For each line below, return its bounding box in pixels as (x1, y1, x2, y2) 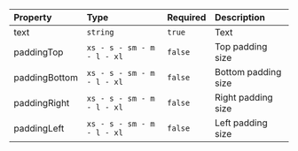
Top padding (214, 41, 268, 52)
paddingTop (13, 46, 64, 58)
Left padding (214, 117, 268, 129)
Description (214, 11, 266, 23)
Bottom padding (214, 66, 282, 78)
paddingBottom (13, 72, 78, 83)
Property (13, 11, 52, 23)
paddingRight (13, 97, 70, 109)
